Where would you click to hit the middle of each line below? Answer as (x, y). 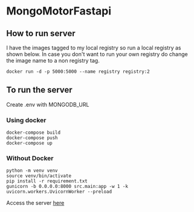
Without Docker (30, 158)
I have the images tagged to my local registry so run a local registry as (94, 48)
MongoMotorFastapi (59, 11)
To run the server (39, 90)
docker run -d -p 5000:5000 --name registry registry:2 (78, 72)
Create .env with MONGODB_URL (48, 104)
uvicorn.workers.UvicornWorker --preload (59, 192)
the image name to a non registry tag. (53, 61)
